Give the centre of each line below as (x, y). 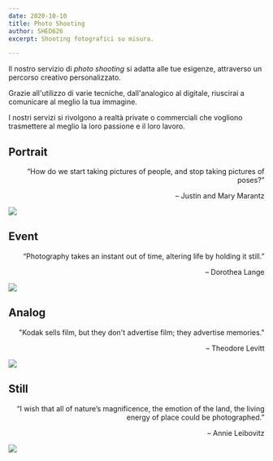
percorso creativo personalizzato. (65, 77)
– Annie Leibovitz (236, 433)
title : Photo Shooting (47, 24)
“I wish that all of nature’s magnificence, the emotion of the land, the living (141, 408)
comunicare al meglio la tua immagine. (73, 102)
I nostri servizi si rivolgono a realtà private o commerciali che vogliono (126, 118)
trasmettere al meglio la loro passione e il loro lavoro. (97, 126)
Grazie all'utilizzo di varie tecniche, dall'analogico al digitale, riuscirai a (127, 94)
